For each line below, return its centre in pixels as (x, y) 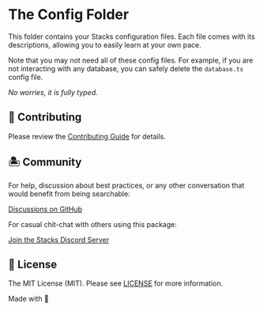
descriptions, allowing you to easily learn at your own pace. (105, 44)
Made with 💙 (29, 299)
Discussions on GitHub (45, 209)
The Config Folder (69, 15)
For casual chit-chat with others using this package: (93, 224)
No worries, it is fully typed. (53, 92)
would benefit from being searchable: (69, 193)
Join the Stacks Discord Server (58, 240)
